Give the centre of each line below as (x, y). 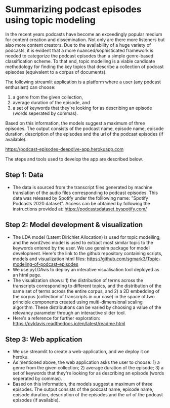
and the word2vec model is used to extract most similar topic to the (83, 242)
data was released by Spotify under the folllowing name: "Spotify (80, 198)
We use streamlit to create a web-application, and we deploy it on (81, 352)
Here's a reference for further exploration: (56, 318)
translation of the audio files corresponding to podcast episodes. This (85, 193)
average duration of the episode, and (51, 102)
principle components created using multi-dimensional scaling (78, 302)
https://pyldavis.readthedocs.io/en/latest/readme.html (69, 323)
